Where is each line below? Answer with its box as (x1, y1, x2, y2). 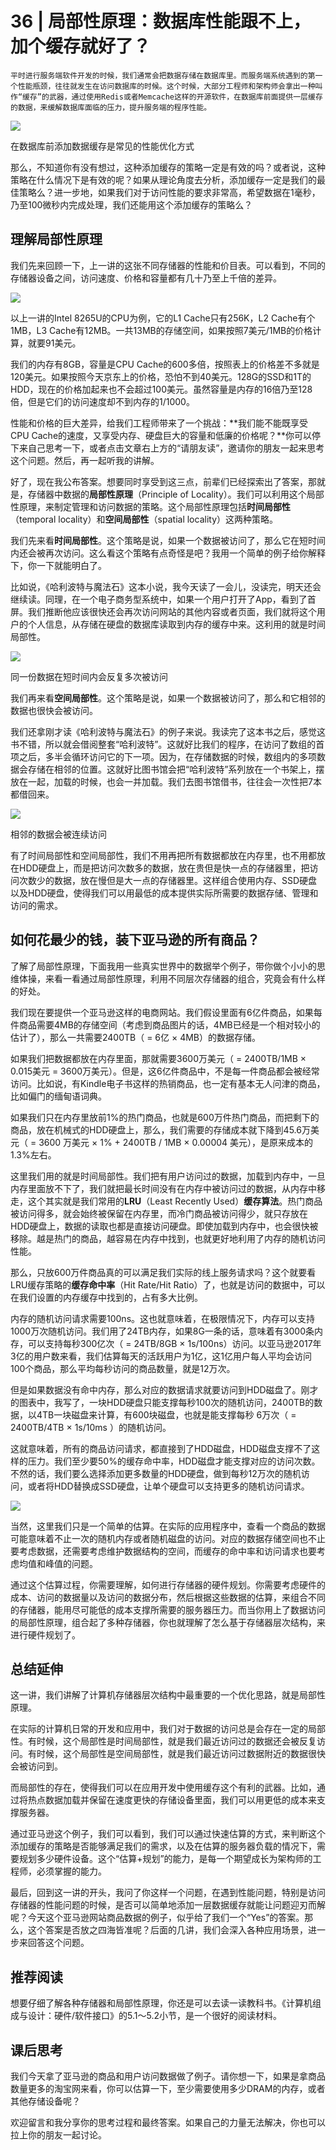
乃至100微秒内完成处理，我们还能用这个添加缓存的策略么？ (10, 198, 253, 211)
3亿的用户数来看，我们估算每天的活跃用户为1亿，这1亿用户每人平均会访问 (10, 1350, 313, 1362)
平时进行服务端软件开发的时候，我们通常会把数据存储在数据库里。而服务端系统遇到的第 (10, 70, 316, 81)
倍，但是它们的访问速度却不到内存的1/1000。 (10, 395, 195, 407)
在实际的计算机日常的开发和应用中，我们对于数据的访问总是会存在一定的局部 (10, 1723, 326, 1735)
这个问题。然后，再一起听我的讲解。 (10, 454, 160, 466)
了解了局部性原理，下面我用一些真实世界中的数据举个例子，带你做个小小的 (10, 960, 317, 972)
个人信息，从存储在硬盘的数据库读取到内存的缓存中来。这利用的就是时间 (27, 618, 326, 630)
